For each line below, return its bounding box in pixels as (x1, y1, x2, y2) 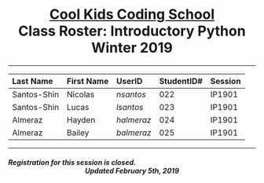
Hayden (66, 114, 96, 125)
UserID (116, 75, 143, 86)
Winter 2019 (91, 39, 173, 57)
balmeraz (116, 127, 152, 138)
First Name (66, 75, 109, 86)
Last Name (12, 75, 53, 86)
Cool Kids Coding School (49, 5, 215, 24)
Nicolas (66, 89, 95, 100)
